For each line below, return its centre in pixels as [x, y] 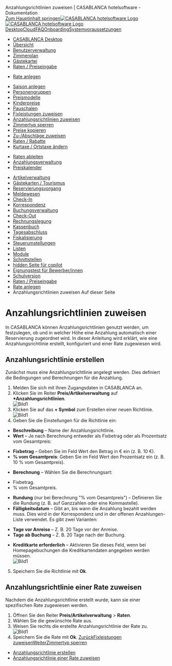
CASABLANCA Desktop [37, 39]
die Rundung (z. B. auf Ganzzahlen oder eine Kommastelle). [76, 503]
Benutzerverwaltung [34, 50]
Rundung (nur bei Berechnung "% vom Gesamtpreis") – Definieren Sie [87, 497]
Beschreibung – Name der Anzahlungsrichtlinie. [64, 430]
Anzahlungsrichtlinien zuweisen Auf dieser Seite [64, 292]
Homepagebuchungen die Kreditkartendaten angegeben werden [81, 550]
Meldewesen [26, 194]
